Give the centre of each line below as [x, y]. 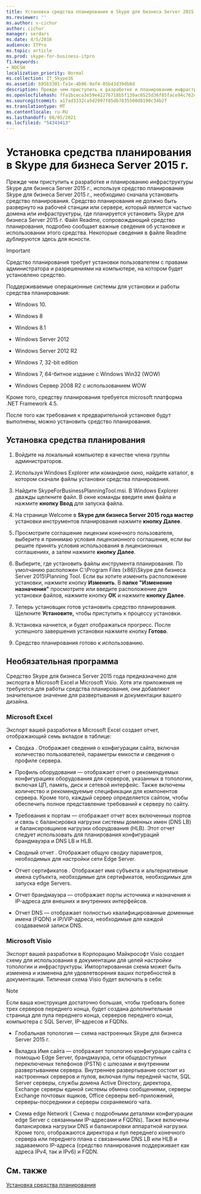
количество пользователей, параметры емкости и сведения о [95, 754]
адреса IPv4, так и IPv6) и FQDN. [57, 1152]
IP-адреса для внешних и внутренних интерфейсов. [81, 901]
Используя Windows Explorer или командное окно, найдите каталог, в [104, 473]
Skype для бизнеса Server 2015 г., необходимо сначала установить [92, 194]
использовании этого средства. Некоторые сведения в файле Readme [96, 233]
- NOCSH [16, 67]
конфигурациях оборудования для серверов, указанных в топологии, [104, 778]
